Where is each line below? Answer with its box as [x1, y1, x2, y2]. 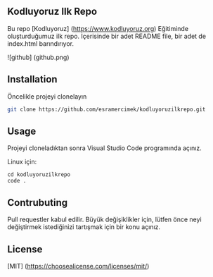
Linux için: [7, 158, 37, 166]
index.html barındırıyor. [7, 39, 75, 48]
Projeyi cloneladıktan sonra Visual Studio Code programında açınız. [7, 144, 202, 152]
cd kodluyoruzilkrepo [7, 171, 71, 178]
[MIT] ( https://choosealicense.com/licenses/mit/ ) [7, 261, 150, 270]
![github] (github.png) [7, 53, 70, 61]
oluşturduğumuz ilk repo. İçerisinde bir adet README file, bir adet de [7, 32, 206, 40]
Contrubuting [7, 197, 68, 209]
